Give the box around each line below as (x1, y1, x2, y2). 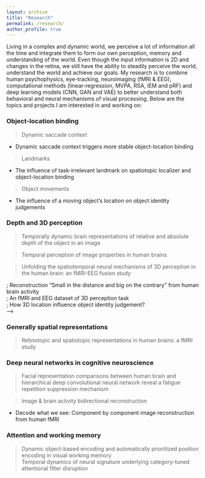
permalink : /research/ (6, 20, 64, 26)
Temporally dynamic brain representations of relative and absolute (21, 233, 189, 240)
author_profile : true (6, 26, 62, 33)
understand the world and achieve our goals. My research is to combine (6, 69, 188, 77)
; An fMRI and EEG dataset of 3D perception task (6, 294, 130, 301)
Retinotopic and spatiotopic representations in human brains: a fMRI (21, 337, 193, 344)
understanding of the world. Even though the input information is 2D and (6, 56, 189, 63)
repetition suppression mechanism (21, 385, 109, 393)
